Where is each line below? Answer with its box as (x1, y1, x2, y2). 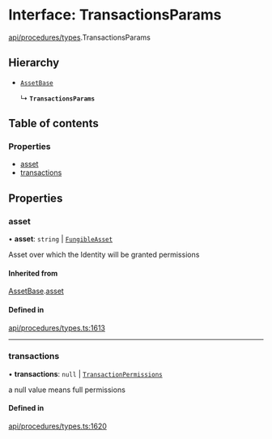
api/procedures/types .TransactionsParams (8, 32, 151, 42)
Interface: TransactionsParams (8, 6, 222, 24)
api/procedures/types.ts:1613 (8, 322, 105, 333)
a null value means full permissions (8, 385, 125, 394)
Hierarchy (8, 56, 60, 70)
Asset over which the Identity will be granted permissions (8, 249, 200, 260)
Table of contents (8, 117, 99, 130)
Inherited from (8, 268, 58, 278)
